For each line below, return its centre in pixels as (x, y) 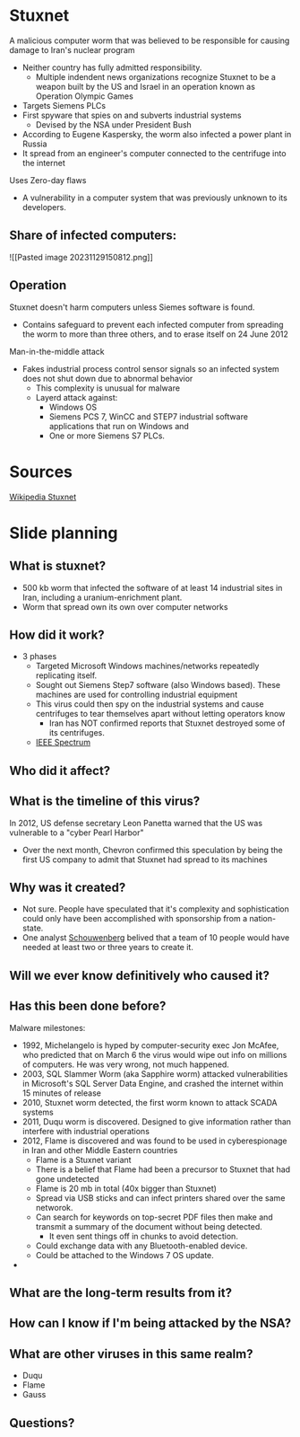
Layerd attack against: (77, 397)
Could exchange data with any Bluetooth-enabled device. (141, 1246)
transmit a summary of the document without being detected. (149, 1226)
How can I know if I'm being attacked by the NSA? (150, 1323)
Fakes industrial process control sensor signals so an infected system (150, 368)
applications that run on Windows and (119, 426)
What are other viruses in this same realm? (131, 1354)
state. (33, 928)
